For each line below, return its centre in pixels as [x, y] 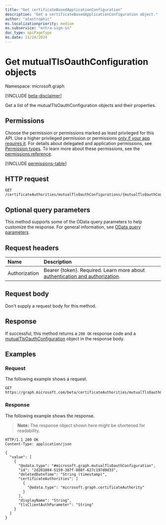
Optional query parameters [48, 210]
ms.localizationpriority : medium [40, 24]
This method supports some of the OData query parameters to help [74, 222]
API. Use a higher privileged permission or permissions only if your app [78, 138]
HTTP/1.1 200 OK [22, 440]
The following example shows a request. [46, 379]
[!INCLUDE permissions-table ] [36, 163]
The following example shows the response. [50, 416]
